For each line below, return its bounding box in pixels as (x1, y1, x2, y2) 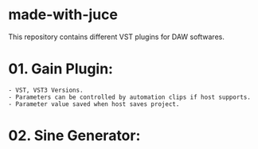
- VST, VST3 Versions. (8, 86, 84, 94)
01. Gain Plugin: (8, 60, 114, 78)
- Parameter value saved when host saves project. (8, 100, 180, 108)
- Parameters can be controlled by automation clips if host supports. (8, 93, 251, 101)
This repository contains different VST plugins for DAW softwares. (8, 32, 225, 41)
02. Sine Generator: (8, 127, 141, 145)
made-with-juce (8, 6, 118, 24)
